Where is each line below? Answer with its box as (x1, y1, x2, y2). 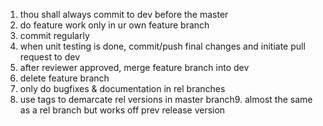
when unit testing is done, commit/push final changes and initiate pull (19, 40, 306, 52)
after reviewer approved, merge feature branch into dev (19, 62, 250, 73)
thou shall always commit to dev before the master (19, 9, 229, 20)
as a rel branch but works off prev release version (19, 104, 226, 116)
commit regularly (19, 30, 90, 41)
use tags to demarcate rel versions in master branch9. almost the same (19, 94, 313, 105)
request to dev (19, 51, 81, 63)
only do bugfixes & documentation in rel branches (19, 83, 226, 94)
